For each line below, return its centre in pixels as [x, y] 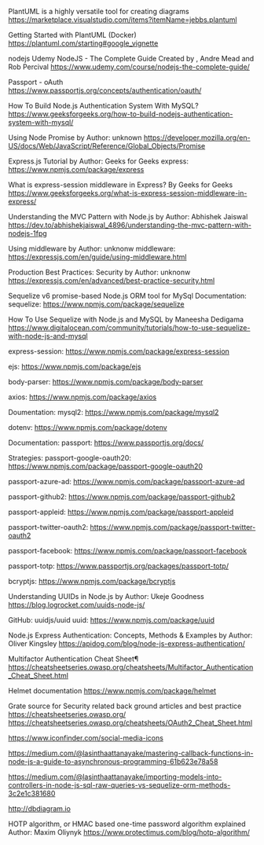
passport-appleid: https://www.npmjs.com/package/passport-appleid [121, 512]
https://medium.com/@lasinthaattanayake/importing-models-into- [115, 777]
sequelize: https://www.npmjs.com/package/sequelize [96, 304]
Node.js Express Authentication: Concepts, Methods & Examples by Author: [130, 635]
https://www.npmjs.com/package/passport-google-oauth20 [105, 466]
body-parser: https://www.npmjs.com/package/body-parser [106, 382]
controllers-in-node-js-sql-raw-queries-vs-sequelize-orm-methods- [119, 785]
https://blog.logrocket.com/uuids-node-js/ [77, 605]
